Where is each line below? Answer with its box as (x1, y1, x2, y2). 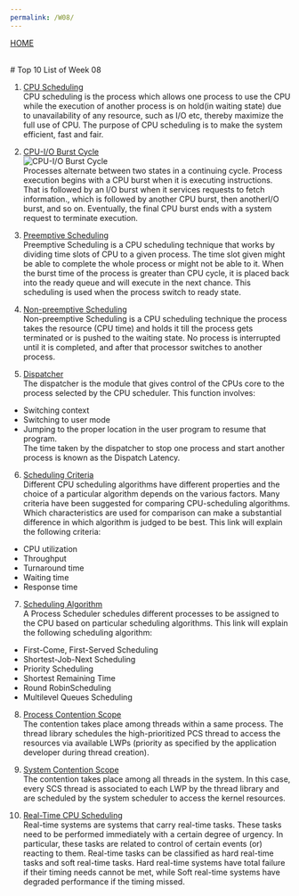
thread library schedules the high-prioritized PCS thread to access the (22, 727, 281, 738)
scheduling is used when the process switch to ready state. (22, 286, 241, 297)
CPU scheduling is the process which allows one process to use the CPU (22, 91, 291, 102)
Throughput (22, 553, 68, 563)
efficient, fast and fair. (22, 128, 104, 139)
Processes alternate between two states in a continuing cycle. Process (22, 165, 283, 176)
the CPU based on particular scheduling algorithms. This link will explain (22, 617, 288, 629)
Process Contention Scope (22, 709, 122, 719)
